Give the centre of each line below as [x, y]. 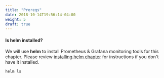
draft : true [18, 24]
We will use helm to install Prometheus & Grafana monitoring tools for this [82, 52]
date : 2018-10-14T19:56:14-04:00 [40, 15]
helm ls [13, 71]
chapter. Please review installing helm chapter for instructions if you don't [82, 57]
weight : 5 [16, 19]
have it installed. [22, 62]
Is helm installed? [24, 40]
